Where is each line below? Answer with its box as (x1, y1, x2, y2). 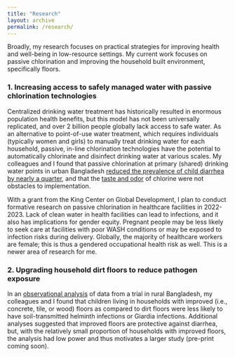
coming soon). (7, 342, 49, 350)
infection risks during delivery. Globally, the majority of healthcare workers (7, 232, 223, 241)
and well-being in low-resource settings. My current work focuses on (7, 50, 208, 58)
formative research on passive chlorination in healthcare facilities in (7, 203, 203, 211)
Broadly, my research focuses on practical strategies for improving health (7, 43, 220, 51)
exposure (7, 274, 41, 283)
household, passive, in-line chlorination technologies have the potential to (7, 144, 221, 153)
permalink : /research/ (7, 23, 74, 30)
